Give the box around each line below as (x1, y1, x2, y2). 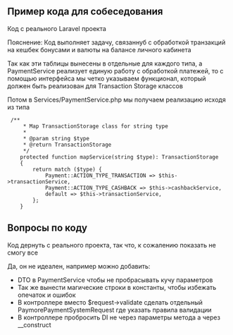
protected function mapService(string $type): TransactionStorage (20, 153, 219, 161)
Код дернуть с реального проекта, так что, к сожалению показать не (7, 240, 216, 249)
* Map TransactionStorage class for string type (23, 123, 169, 130)
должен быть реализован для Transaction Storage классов (7, 81, 183, 90)
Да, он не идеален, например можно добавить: (7, 262, 151, 270)
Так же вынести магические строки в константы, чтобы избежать (17, 283, 217, 291)
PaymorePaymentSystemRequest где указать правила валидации (17, 305, 213, 314)
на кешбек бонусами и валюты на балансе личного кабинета (7, 45, 191, 54)
